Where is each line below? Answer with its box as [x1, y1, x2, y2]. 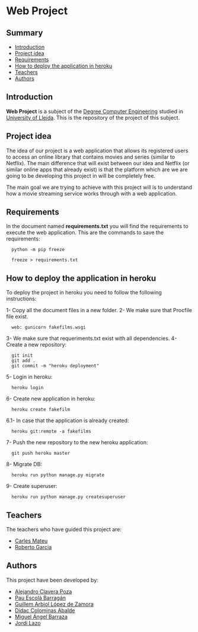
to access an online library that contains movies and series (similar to [6, 153, 175, 161]
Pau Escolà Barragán [14, 594, 66, 601]
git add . [11, 358, 36, 364]
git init [11, 352, 33, 359]
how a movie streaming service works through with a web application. [6, 190, 177, 197]
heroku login [11, 385, 44, 391]
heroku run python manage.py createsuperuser [11, 494, 126, 500]
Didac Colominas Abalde [14, 607, 75, 614]
